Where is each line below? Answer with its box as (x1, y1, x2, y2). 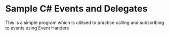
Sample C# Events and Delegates (5, 3, 148, 14)
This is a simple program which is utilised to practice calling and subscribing (5, 19, 164, 25)
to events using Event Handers (5, 24, 69, 30)
